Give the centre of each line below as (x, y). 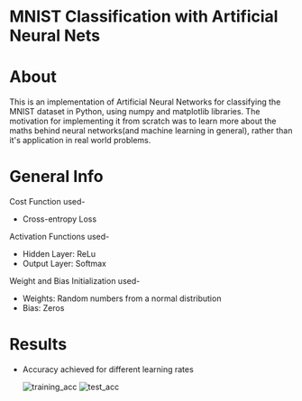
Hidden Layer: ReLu (59, 254)
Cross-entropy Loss (59, 219)
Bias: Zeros (43, 308)
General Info (56, 177)
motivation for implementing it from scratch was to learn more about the (143, 121)
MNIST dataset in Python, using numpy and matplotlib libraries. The (135, 112)
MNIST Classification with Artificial (144, 17)
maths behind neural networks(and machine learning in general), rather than (151, 131)
